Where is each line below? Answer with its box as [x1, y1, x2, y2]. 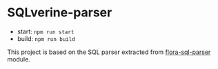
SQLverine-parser [7, 5, 112, 20]
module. [7, 55, 31, 63]
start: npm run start [17, 27, 75, 36]
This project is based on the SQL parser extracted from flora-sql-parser [7, 48, 211, 56]
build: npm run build [17, 34, 76, 42]
